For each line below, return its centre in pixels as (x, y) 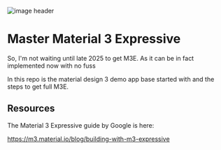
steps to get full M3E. (38, 87)
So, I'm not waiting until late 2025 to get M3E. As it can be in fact (101, 58)
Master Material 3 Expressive (94, 39)
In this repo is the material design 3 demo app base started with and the (111, 79)
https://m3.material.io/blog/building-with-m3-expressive (88, 139)
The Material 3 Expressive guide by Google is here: (81, 125)
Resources (31, 108)
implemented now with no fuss (51, 66)
